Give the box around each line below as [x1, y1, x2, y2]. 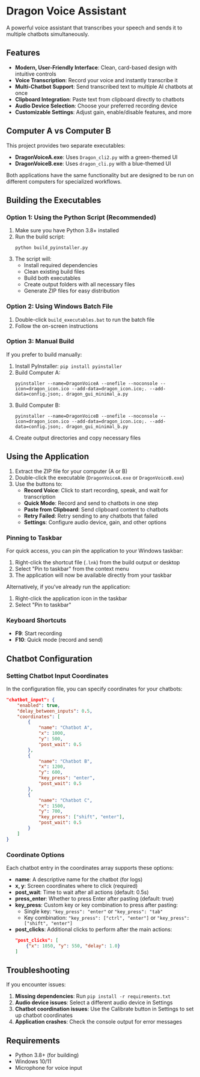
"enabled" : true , [17, 702, 61, 708]
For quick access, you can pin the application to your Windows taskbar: [6, 547, 183, 554]
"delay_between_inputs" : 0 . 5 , [17, 708, 93, 714]
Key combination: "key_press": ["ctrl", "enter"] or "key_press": [23, 914, 190, 921]
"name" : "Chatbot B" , [38, 758, 93, 764]
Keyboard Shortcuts [6, 616, 67, 624]
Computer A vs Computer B [6, 126, 111, 136]
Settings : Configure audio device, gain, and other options [23, 518, 167, 526]
